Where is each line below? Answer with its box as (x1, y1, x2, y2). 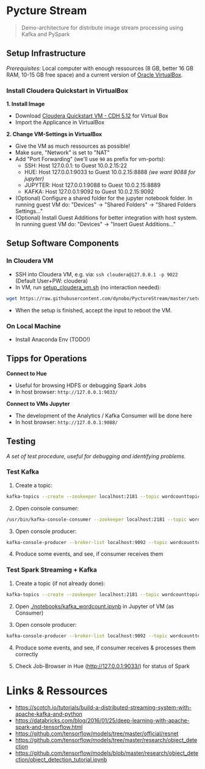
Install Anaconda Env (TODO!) (15, 335, 90, 343)
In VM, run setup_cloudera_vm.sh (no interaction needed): (15, 283, 161, 291)
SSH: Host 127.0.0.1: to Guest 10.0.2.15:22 (24, 162, 128, 169)
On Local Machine (6, 322, 61, 330)
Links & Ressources (6, 684, 108, 697)
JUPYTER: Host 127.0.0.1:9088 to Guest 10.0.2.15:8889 (24, 181, 160, 189)
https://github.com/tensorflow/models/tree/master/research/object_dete (15, 737, 198, 744)
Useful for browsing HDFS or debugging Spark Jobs (15, 381, 146, 389)
